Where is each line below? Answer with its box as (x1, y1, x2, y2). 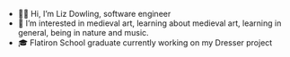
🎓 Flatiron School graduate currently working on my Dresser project (17, 37, 273, 48)
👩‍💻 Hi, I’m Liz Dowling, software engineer (17, 9, 171, 19)
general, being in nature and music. (17, 28, 150, 37)
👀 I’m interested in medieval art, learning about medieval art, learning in (17, 18, 282, 28)
